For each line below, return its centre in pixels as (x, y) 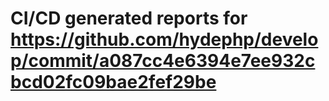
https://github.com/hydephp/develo (164, 39)
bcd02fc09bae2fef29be (113, 82)
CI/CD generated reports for (129, 18)
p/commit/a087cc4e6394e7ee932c (163, 61)
